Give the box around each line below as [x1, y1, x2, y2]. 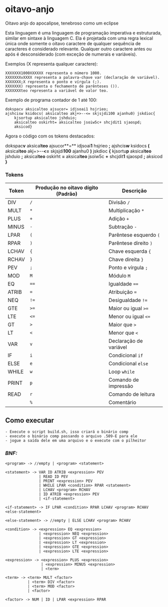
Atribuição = [108, 288, 137, 295]
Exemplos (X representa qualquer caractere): [5, 61, 98, 67]
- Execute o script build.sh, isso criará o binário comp [5, 429, 128, 434]
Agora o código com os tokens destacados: [5, 133, 95, 139]
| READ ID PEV [38, 474, 68, 480]
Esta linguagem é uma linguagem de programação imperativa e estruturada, [5, 30, 162, 36]
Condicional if [108, 352, 143, 359]
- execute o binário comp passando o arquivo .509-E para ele [5, 434, 137, 439]
